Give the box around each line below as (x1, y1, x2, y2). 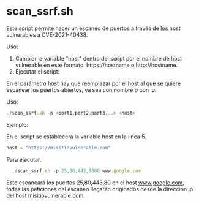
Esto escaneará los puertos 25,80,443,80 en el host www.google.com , (6, 179, 185, 186)
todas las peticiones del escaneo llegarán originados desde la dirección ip (6, 185, 193, 192)
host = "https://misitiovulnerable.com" (6, 145, 111, 151)
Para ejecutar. (6, 156, 42, 163)
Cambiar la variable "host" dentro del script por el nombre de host (15, 55, 182, 62)
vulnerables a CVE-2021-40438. (6, 31, 88, 38)
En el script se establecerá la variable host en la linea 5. (6, 133, 147, 140)
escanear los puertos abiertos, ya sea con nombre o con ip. (6, 86, 157, 93)
